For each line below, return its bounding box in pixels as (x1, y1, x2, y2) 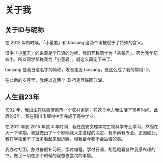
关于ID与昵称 (5, 26, 44, 34)
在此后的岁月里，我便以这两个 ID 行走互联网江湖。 (5, 77, 107, 83)
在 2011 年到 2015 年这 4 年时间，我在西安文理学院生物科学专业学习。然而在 (5, 124, 159, 130)
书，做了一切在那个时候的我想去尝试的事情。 (5, 152, 96, 158)
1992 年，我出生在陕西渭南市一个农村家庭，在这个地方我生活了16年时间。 (5, 107, 154, 113)
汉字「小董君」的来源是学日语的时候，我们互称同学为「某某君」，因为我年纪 (5, 50, 158, 56)
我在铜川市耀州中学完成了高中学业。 (25, 113, 98, 119)
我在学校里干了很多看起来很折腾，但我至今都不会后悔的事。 (5, 136, 126, 142)
